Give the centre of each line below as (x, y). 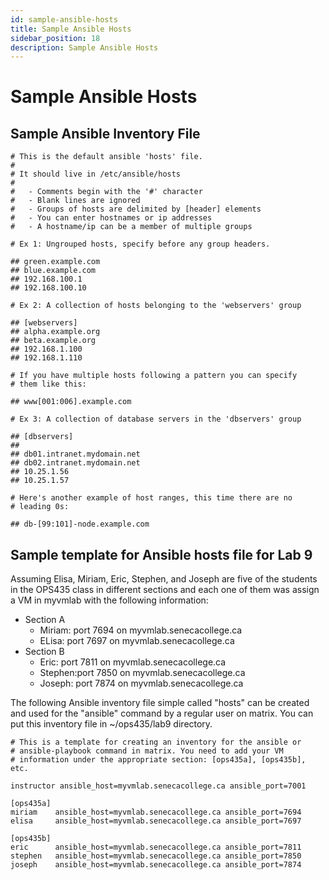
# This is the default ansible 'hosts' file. (106, 157)
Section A (45, 620)
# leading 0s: (40, 507)
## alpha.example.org (55, 332)
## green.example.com (55, 262)
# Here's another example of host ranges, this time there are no (151, 498)
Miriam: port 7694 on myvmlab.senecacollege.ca (141, 630)
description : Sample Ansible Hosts (84, 47)
